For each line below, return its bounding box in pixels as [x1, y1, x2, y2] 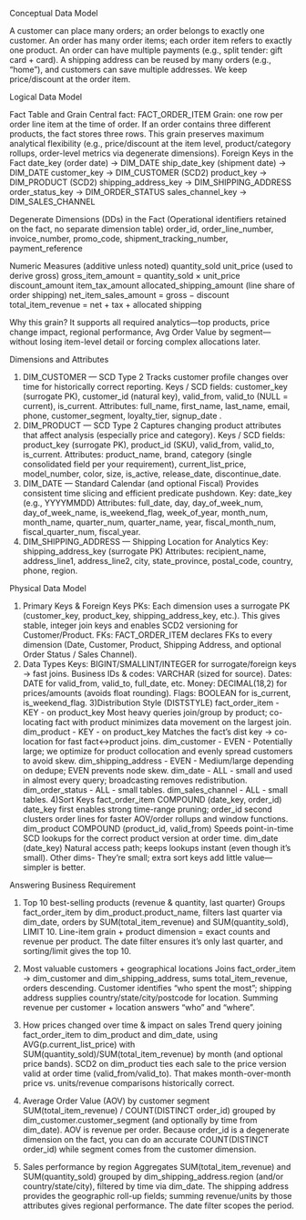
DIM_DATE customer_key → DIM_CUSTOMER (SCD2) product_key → [9, 168, 268, 178]
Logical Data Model [9, 91, 83, 102]
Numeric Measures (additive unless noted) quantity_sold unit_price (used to [9, 261, 293, 272]
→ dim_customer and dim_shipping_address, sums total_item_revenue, [22, 973, 289, 983]
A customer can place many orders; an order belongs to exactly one [9, 26, 265, 36]
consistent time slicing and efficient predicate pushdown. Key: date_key [22, 487, 292, 498]
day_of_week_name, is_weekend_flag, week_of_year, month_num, [22, 507, 269, 518]
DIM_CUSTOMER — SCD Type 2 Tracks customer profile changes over [22, 372, 289, 382]
